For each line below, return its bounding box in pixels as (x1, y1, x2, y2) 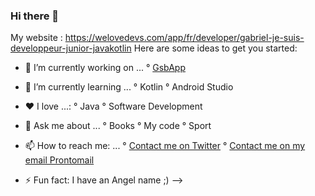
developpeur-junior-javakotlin (10, 42, 132, 54)
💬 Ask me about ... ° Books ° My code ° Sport (24, 120, 212, 132)
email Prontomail (24, 154, 95, 166)
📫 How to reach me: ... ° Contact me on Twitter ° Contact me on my (24, 140, 306, 152)
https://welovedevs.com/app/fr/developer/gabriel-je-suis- (64, 32, 305, 44)
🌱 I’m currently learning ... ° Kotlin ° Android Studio (24, 81, 234, 93)
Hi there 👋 (10, 9, 60, 23)
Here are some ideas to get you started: (133, 42, 298, 54)
